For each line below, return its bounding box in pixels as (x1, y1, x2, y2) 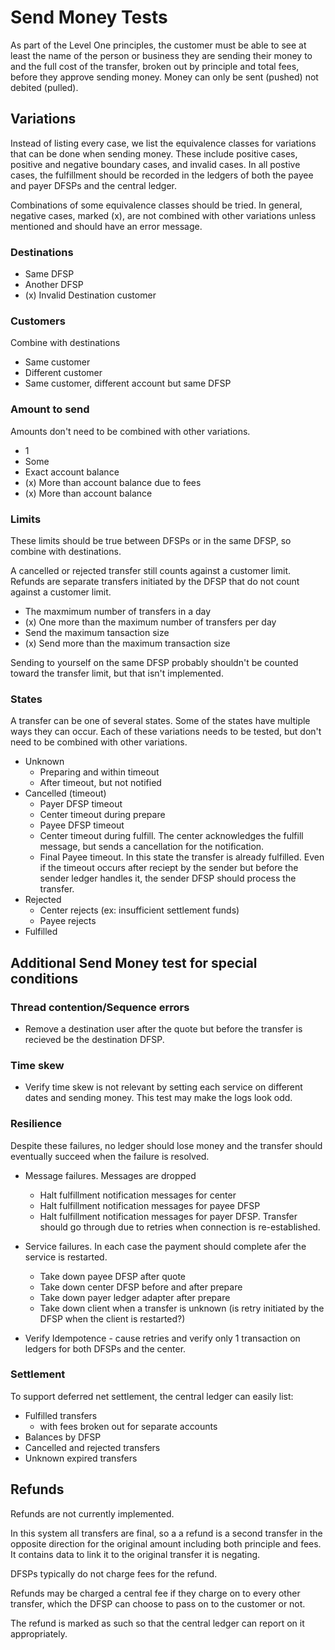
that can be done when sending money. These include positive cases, (10, 147, 298, 160)
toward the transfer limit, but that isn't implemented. (10, 667, 224, 679)
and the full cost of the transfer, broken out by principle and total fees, (10, 60, 300, 72)
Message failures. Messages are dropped (24, 1169, 197, 1181)
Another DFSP (24, 279, 84, 291)
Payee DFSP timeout (39, 819, 125, 831)
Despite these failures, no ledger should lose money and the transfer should (10, 1139, 323, 1151)
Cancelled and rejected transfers (24, 1441, 161, 1453)
